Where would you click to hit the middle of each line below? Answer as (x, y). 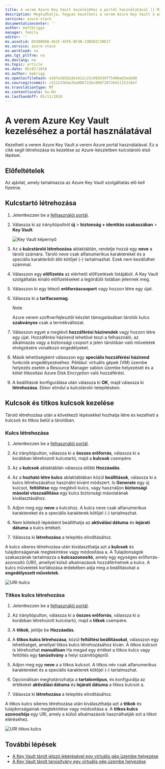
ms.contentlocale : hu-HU (30, 92)
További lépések (31, 744)
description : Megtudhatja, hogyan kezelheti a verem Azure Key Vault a (80, 14)
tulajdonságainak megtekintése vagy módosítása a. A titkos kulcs (72, 709)
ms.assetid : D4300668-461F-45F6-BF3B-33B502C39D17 (58, 42)
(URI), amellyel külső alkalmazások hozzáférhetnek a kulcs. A (88, 562)
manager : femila (22, 32)
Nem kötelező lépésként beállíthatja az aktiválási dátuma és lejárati (81, 522)
